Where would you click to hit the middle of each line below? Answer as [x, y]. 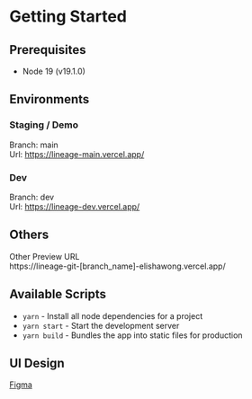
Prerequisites [48, 50]
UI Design [37, 363]
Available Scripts [58, 294]
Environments [49, 99]
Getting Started [68, 17]
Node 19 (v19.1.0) [54, 71]
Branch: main [34, 145]
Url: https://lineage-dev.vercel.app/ [75, 206]
